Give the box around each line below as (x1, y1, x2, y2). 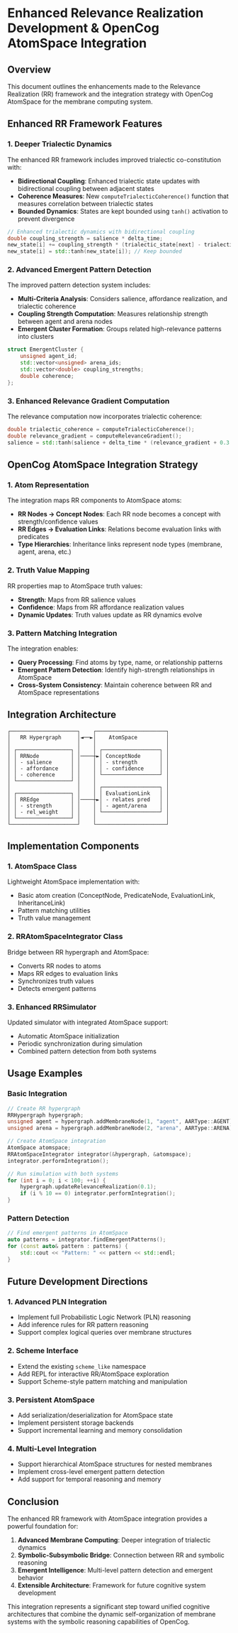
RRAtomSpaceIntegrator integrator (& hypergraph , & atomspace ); (7, 1151, 192, 1158)
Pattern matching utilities (17, 906, 91, 915)
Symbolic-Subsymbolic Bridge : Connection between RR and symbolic (17, 1551, 225, 1560)
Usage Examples (7, 1068, 83, 1080)
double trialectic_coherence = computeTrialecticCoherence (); (7, 426, 195, 433)
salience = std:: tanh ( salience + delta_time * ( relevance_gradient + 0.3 (7, 439, 230, 446)
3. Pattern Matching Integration (7, 628, 118, 638)
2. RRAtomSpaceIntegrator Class (7, 932, 123, 942)
